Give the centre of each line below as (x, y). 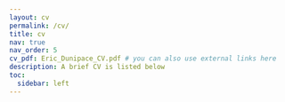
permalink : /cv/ (39, 26)
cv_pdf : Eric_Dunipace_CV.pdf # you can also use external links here (143, 59)
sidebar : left (43, 83)
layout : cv (29, 17)
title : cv (28, 34)
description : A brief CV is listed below (87, 67)
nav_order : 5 (33, 51)
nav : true (28, 42)
